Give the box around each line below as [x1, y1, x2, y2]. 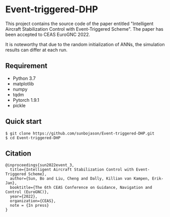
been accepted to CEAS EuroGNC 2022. [5, 31, 91, 37]
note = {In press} [10, 203, 50, 208]
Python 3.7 [12, 75, 36, 81]
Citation [5, 149, 32, 158]
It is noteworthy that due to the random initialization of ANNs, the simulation [5, 41, 165, 47]
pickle [12, 102, 26, 108]
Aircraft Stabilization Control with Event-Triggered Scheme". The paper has [5, 26, 164, 32]
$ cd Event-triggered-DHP [5, 135, 60, 140]
